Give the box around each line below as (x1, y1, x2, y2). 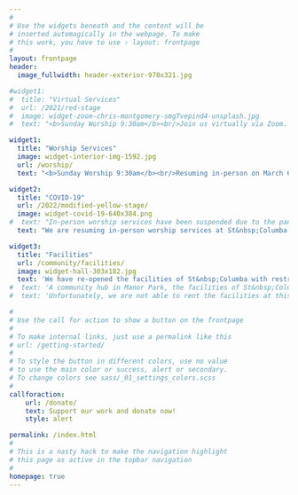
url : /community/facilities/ (17, 258, 125, 267)
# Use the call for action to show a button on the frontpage (9, 316, 244, 325)
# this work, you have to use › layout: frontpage (9, 37, 200, 47)
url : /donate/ (25, 398, 77, 407)
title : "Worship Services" (17, 144, 117, 153)
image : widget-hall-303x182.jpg (17, 267, 137, 276)
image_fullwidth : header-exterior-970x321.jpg (17, 71, 192, 80)
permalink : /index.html (9, 431, 98, 440)
